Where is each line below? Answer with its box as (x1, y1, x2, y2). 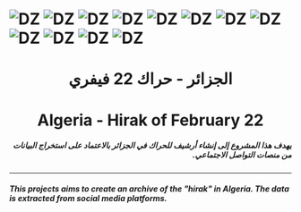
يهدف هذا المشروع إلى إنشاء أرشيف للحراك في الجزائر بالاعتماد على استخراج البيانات (13, 140, 292, 151)
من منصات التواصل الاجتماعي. (192, 149, 292, 160)
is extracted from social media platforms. (9, 193, 168, 204)
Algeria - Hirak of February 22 (37, 110, 264, 130)
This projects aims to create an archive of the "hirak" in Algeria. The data (9, 183, 289, 194)
